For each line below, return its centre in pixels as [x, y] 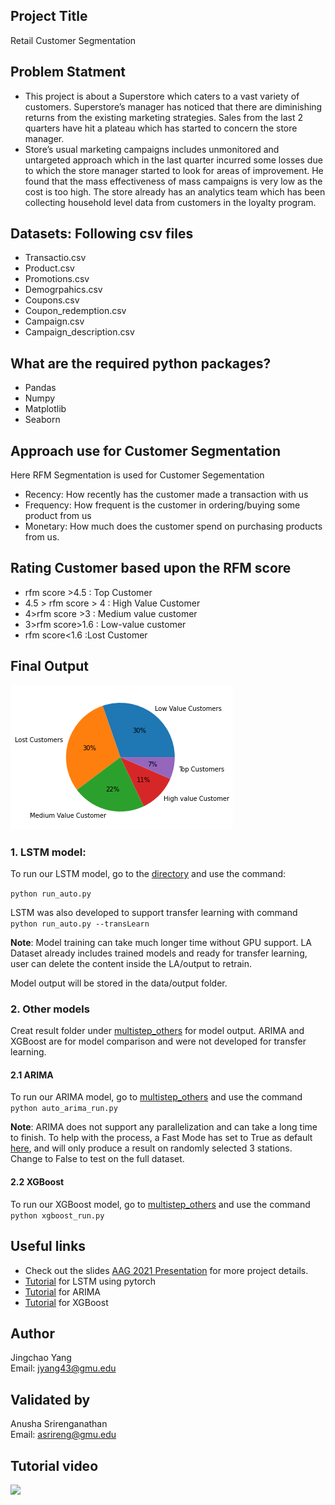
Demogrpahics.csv [63, 290]
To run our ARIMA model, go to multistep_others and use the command [156, 1097]
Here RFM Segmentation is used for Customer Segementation [137, 475]
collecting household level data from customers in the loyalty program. [170, 202]
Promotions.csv [57, 279]
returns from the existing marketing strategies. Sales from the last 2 [164, 117]
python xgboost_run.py [57, 1215]
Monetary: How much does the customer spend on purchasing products [173, 526]
